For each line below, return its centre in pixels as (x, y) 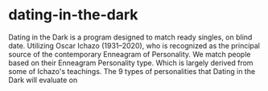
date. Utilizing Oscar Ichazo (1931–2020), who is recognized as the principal (134, 45)
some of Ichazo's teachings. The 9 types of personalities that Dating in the (132, 71)
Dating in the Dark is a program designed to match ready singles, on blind (130, 37)
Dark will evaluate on (43, 80)
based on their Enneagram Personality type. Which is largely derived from (131, 63)
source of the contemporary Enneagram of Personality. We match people (130, 54)
